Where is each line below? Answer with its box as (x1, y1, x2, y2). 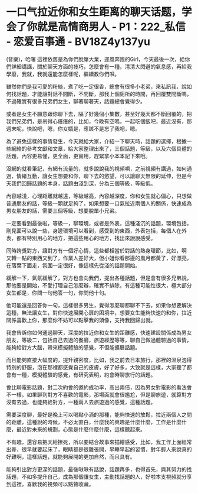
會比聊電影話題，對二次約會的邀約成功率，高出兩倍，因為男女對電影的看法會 (6, 384, 192, 391)
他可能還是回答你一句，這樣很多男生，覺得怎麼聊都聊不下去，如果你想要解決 (6, 301, 192, 309)
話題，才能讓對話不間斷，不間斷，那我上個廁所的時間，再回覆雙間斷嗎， (16, 90, 192, 98)
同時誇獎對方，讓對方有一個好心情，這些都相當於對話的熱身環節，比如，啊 (6, 246, 187, 254)
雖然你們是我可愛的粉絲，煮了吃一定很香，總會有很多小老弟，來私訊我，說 (6, 83, 187, 90)
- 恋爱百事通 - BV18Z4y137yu (6, 35, 150, 48)
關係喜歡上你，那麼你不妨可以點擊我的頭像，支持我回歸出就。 (6, 316, 156, 323)
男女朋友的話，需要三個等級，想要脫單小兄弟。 (6, 207, 120, 214)
